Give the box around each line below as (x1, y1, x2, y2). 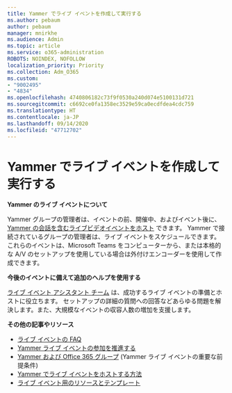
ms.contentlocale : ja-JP (7, 113, 79, 120)
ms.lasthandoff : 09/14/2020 (7, 120, 89, 127)
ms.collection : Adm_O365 (7, 68, 79, 75)
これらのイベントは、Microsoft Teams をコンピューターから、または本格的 (7, 241, 222, 250)
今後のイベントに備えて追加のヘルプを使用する (7, 273, 141, 282)
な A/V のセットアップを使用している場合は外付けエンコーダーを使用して (7, 250, 216, 258)
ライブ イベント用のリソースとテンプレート (17, 378, 141, 387)
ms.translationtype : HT (7, 107, 76, 114)
